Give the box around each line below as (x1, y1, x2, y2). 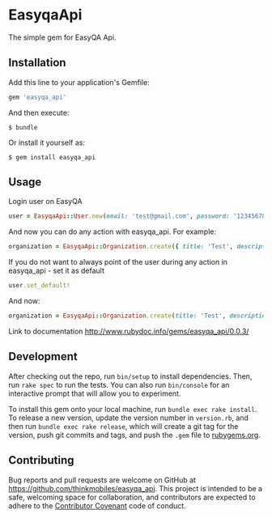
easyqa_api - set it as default (8, 265, 105, 276)
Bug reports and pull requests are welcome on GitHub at (8, 475, 197, 485)
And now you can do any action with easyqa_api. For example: (8, 227, 217, 236)
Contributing (8, 453, 74, 467)
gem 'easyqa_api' (8, 93, 67, 101)
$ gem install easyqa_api (8, 153, 96, 161)
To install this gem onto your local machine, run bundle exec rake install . (8, 404, 257, 414)
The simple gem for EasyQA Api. (8, 32, 117, 42)
